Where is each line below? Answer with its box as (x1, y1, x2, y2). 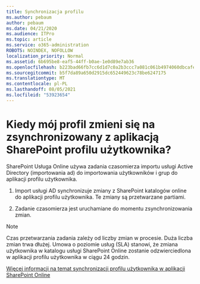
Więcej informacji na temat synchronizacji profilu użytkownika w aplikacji (6, 265, 186, 272)
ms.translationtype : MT (6, 75, 65, 81)
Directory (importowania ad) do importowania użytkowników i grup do (6, 169, 178, 176)
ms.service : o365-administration (6, 42, 89, 48)
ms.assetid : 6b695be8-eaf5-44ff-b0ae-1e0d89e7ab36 (6, 58, 135, 64)
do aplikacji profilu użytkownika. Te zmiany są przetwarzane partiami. (14, 193, 186, 200)
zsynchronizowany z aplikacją (6, 130, 160, 144)
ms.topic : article (6, 36, 52, 42)
